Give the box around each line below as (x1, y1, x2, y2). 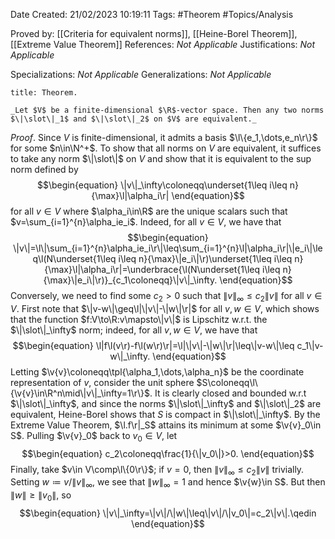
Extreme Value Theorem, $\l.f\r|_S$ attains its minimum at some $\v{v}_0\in (10, 419, 322, 431)
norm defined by (10, 164, 79, 175)
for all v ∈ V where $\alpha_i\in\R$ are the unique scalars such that (10, 205, 288, 217)
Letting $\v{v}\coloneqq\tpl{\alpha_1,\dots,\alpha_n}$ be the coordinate (10, 365, 305, 378)
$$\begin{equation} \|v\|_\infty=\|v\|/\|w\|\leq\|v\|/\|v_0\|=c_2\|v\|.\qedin (19, 507, 317, 519)
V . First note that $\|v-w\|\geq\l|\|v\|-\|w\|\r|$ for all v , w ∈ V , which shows (10, 302, 320, 314)
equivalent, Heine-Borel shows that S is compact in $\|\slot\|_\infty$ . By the (10, 408, 321, 420)
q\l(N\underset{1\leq (32, 253, 117, 264)
